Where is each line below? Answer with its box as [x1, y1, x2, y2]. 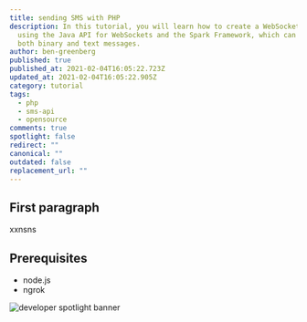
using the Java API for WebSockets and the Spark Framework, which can [17, 30, 297, 39]
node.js [22, 275, 52, 286]
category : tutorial [9, 81, 84, 90]
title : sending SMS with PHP [9, 13, 121, 23]
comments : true [9, 124, 68, 133]
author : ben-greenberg [9, 47, 96, 57]
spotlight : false [9, 132, 76, 141]
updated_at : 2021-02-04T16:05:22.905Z [9, 73, 157, 82]
